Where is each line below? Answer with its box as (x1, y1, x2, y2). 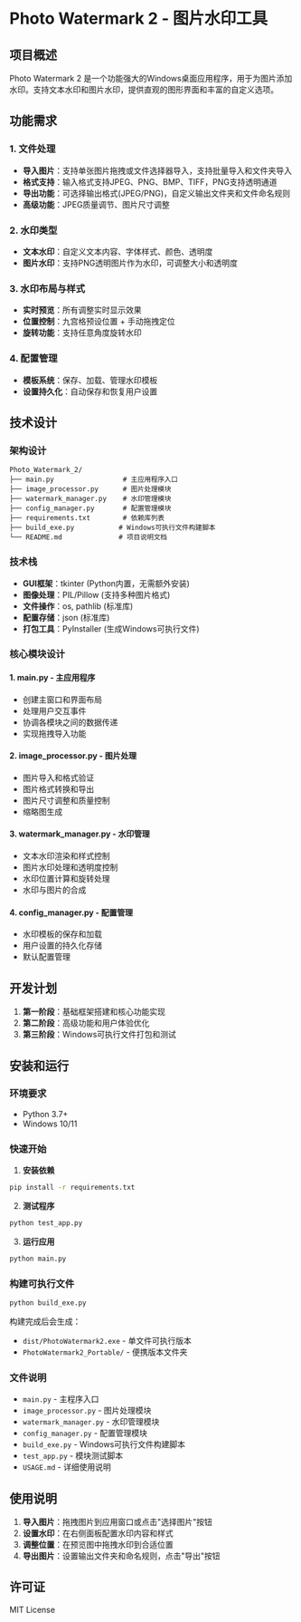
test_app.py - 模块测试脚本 (22, 1451, 124, 1462)
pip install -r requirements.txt (9, 1183, 136, 1192)
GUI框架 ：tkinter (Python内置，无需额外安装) (22, 577, 190, 589)
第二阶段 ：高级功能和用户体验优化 (22, 1018, 150, 1028)
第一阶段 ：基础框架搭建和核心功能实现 (22, 1007, 165, 1018)
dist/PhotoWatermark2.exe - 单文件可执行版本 (22, 1335, 192, 1346)
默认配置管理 (22, 951, 71, 962)
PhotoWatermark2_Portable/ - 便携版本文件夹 (22, 1347, 188, 1357)
